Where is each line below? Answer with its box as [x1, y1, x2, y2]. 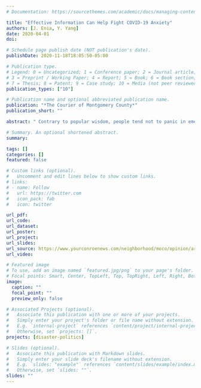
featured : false [6, 157, 47, 163]
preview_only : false [11, 295, 63, 302]
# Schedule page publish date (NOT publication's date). [6, 47, 151, 53]
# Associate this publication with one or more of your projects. [6, 312, 181, 318]
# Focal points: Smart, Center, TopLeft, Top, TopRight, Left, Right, [6, 273, 186, 279]
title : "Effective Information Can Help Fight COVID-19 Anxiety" [6, 19, 172, 26]
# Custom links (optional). [6, 168, 77, 174]
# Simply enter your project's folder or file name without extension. [6, 317, 194, 324]
